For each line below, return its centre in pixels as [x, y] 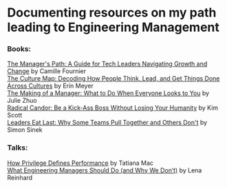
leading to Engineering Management [113, 27]
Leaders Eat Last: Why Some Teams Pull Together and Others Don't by [107, 123]
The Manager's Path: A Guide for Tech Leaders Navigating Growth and [107, 64]
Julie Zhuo [22, 101]
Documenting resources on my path [112, 13]
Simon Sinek [25, 130]
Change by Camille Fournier [47, 71]
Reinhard [20, 177]
